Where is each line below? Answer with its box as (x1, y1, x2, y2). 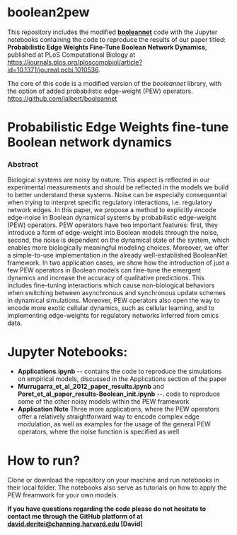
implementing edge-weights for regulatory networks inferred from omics (7, 311, 219, 320)
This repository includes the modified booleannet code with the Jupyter (7, 28, 218, 36)
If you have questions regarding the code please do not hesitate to (7, 504, 207, 513)
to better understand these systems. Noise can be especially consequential (7, 191, 228, 199)
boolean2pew (7, 4, 90, 21)
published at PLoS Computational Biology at (7, 50, 136, 59)
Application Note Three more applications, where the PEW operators (17, 405, 220, 414)
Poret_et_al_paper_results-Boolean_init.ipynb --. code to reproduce (17, 390, 221, 398)
